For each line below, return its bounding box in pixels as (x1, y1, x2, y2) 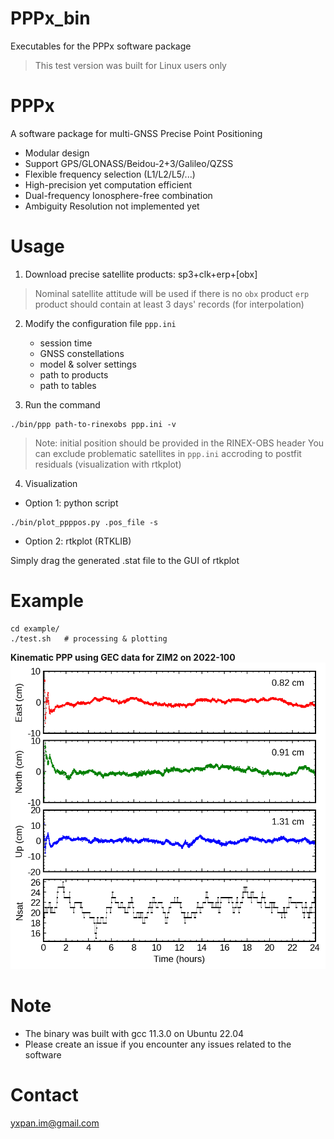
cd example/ (10, 623, 60, 634)
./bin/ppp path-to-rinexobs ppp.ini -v (10, 419, 177, 429)
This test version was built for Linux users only (34, 59, 227, 71)
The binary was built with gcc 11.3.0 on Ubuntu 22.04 (24, 1027, 245, 1039)
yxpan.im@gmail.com (10, 1117, 100, 1129)
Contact (10, 1083, 79, 1106)
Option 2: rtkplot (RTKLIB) (24, 535, 132, 547)
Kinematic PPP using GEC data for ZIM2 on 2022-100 (10, 651, 236, 663)
